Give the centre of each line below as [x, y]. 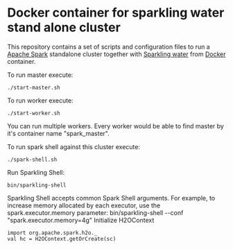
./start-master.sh [34, 87]
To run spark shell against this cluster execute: [74, 146]
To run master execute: [40, 75]
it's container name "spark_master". [58, 133]
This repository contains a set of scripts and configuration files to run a [109, 46]
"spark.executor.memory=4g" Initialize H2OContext [81, 220]
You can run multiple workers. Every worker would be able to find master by [115, 126]
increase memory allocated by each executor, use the [84, 205]
